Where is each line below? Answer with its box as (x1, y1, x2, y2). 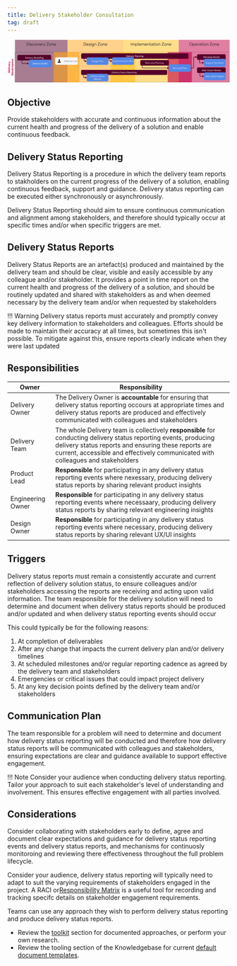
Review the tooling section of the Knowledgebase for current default (17, 943, 217, 952)
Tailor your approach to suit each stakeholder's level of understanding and (7, 780, 224, 789)
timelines (17, 652, 44, 660)
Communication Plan (7, 710, 102, 722)
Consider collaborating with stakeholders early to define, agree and (7, 827, 203, 836)
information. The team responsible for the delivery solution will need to (7, 594, 213, 603)
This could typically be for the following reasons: (7, 623, 150, 632)
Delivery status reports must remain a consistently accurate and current (7, 572, 217, 580)
